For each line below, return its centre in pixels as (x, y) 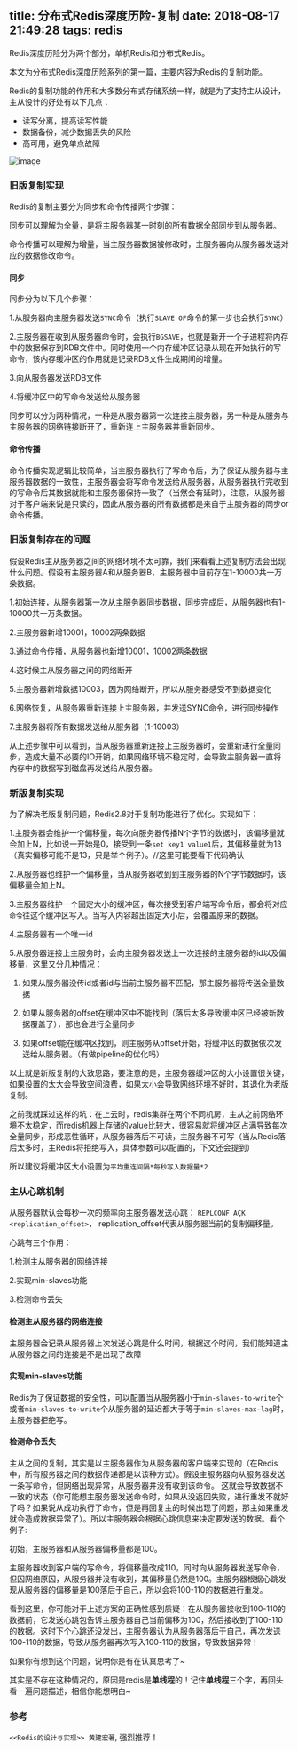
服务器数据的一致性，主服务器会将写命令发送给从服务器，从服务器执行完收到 (149, 481)
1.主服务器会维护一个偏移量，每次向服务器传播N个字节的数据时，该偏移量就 (147, 833)
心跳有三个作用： (40, 1242)
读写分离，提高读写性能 (65, 120)
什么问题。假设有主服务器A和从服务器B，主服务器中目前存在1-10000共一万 (145, 572)
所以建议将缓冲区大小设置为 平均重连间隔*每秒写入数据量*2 (109, 1167)
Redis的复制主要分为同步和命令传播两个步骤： (93, 206)
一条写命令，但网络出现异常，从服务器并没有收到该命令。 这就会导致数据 (142, 1486)
